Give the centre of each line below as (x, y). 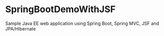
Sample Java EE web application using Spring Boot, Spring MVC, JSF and (82, 23)
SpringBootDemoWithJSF (60, 9)
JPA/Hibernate (21, 28)
